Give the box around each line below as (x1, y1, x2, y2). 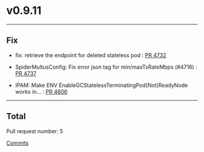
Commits (6, 139, 29, 147)
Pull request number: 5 (6, 127, 64, 134)
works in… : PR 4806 (15, 88, 68, 95)
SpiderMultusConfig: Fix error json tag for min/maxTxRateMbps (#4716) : (15, 63, 197, 71)
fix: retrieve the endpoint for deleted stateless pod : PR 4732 (15, 51, 167, 58)
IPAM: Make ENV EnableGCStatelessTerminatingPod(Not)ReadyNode (15, 81, 188, 89)
